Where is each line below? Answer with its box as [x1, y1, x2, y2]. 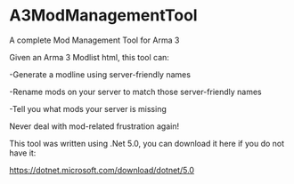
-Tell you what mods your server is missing [9, 103, 167, 114]
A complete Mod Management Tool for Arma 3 [9, 35, 180, 45]
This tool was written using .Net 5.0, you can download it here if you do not [9, 138, 285, 148]
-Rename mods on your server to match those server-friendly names [9, 86, 262, 97]
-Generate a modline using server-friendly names [9, 68, 192, 80]
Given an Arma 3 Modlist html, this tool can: [9, 52, 169, 62]
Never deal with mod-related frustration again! [9, 121, 180, 132]
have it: [9, 148, 37, 158]
